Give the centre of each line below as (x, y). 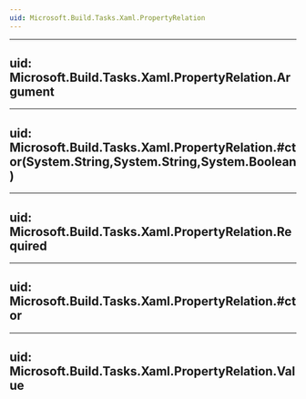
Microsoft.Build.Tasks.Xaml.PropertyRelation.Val (153, 371)
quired (28, 246)
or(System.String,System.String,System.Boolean (153, 162)
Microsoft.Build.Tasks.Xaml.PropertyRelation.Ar (150, 78)
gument (32, 92)
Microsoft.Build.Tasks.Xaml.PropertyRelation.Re (151, 232)
